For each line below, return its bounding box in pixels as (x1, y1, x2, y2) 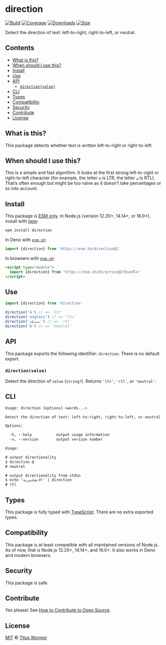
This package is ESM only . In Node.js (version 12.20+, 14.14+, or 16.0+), (5, 213, 151, 219)
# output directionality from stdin (5, 473, 81, 478)
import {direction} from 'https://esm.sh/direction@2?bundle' (9, 269, 141, 274)
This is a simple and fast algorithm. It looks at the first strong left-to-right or (5, 170, 160, 176)
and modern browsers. (5, 552, 52, 558)
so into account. (5, 186, 38, 192)
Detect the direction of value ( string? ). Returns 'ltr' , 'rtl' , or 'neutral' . (5, 378, 157, 384)
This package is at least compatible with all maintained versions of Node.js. (5, 542, 159, 547)
